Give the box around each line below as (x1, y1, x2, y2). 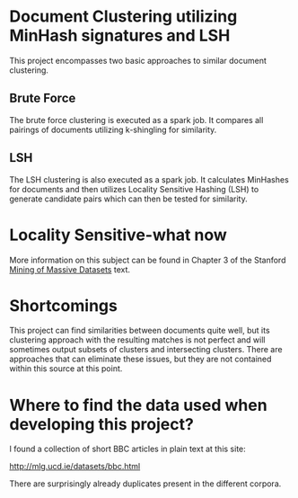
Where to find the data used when (9, 395, 267, 415)
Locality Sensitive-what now (9, 225, 227, 245)
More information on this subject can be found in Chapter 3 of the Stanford (9, 254, 286, 265)
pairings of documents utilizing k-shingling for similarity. (9, 124, 217, 135)
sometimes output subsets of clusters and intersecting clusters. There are (9, 344, 283, 355)
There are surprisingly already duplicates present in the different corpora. (9, 478, 282, 489)
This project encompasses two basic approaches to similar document (9, 55, 267, 66)
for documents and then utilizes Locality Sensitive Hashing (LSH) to (9, 183, 259, 194)
